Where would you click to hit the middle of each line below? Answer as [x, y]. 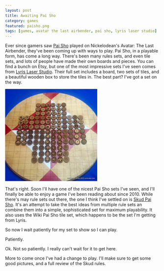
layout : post [18, 10]
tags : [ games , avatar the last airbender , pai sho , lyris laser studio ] [81, 31]
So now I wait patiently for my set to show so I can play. [61, 230]
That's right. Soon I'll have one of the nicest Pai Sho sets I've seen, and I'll [80, 189]
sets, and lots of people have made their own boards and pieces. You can [79, 61]
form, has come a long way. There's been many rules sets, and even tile [78, 56]
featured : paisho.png [27, 26]
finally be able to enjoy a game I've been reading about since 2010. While [79, 194]
